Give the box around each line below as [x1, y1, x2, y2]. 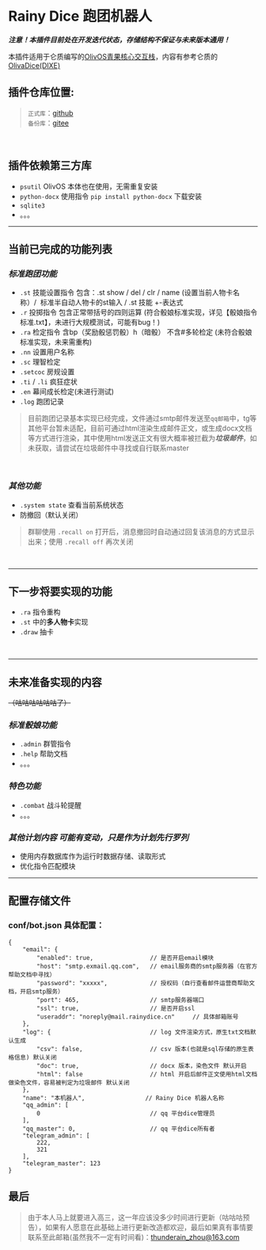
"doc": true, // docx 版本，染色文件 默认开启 [36, 1061, 247, 1070]
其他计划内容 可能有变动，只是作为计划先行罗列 [8, 831, 188, 843]
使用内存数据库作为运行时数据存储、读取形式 [19, 851, 166, 861]
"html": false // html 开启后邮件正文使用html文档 [36, 1070, 258, 1078]
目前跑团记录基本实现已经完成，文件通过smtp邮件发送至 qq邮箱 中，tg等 [27, 414, 257, 423]
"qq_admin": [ [22, 1101, 69, 1109]
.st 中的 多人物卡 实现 [19, 617, 89, 627]
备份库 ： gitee [27, 118, 70, 128]
